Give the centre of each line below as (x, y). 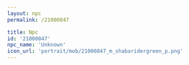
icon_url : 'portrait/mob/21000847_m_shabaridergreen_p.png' (96, 51)
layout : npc (24, 13)
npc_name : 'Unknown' (37, 45)
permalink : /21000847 (38, 20)
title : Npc (23, 32)
